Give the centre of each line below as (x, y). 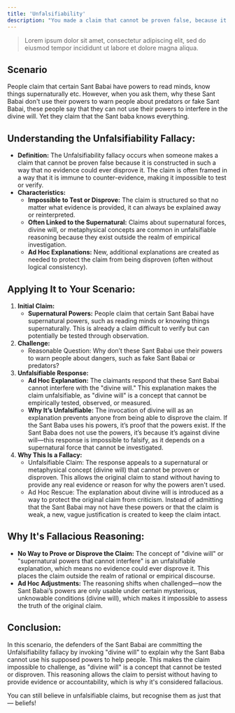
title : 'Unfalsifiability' (47, 14)
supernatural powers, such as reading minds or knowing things (119, 320)
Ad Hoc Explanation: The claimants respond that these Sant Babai (123, 380)
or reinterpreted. (51, 215)
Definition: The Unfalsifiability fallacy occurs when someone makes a (118, 156)
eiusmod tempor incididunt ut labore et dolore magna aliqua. (111, 48)
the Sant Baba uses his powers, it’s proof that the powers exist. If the (127, 425)
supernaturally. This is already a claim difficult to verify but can (119, 328)
